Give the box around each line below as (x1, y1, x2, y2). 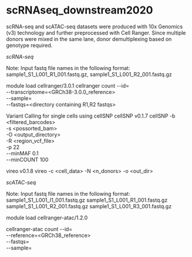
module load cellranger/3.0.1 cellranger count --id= (6, 82, 130, 89)
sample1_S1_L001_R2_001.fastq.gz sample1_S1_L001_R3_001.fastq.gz (6, 202, 172, 209)
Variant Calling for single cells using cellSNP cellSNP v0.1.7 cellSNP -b (6, 112, 176, 119)
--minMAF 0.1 (6, 149, 39, 156)
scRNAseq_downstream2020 (6, 4, 153, 17)
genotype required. (6, 42, 53, 49)
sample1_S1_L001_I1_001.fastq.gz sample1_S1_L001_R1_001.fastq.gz (6, 196, 168, 203)
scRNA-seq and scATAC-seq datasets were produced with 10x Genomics (6, 23, 183, 30)
